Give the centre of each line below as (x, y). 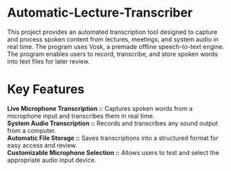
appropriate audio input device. (52, 160)
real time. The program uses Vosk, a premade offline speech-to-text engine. (116, 46)
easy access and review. (42, 145)
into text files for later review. (48, 61)
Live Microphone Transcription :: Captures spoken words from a (100, 108)
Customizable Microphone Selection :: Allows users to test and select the (113, 152)
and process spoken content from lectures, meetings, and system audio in (113, 39)
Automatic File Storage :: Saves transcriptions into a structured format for (113, 138)
